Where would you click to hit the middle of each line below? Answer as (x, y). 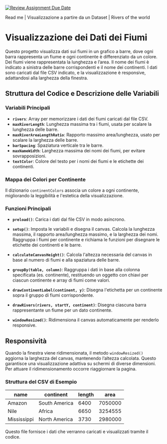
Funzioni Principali (28, 208)
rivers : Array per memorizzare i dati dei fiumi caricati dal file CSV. (80, 119)
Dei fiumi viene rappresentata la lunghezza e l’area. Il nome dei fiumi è (77, 62)
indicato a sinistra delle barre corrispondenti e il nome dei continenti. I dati (82, 67)
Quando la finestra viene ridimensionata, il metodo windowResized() (74, 353)
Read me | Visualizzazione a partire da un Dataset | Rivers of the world (78, 17)
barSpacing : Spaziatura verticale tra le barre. (58, 145)
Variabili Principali (28, 108)
